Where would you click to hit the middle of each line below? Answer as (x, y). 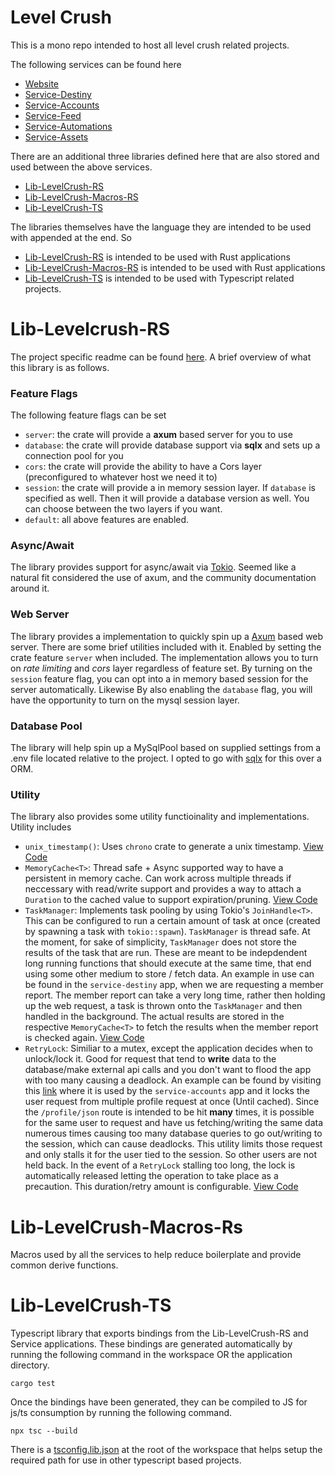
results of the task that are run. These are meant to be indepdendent (166, 953)
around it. (30, 588)
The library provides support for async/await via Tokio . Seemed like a (153, 567)
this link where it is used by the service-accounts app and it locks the (167, 1091)
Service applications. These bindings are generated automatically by (151, 1344)
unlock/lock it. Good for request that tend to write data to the (150, 1059)
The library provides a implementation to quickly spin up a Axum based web (167, 636)
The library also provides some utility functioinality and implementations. (160, 817)
